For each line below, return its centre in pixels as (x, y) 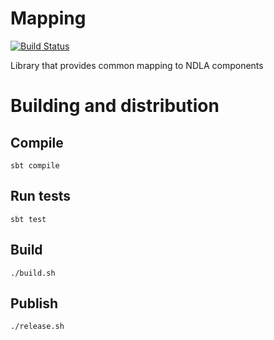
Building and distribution (115, 106)
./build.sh (33, 273)
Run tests (40, 196)
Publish (34, 303)
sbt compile (35, 165)
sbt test (28, 219)
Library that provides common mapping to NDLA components (137, 65)
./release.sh (37, 327)
